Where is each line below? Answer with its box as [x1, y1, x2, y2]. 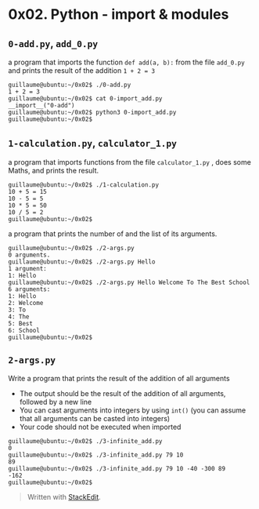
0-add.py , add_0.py [8, 37, 99, 50]
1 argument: [8, 264, 47, 272]
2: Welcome [8, 299, 44, 307]
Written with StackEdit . [27, 492, 102, 501]
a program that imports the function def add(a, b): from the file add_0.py [8, 57, 245, 67]
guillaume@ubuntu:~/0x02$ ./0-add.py [8, 81, 131, 89]
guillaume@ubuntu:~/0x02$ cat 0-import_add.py [8, 95, 163, 103]
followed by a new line [19, 397, 92, 406]
